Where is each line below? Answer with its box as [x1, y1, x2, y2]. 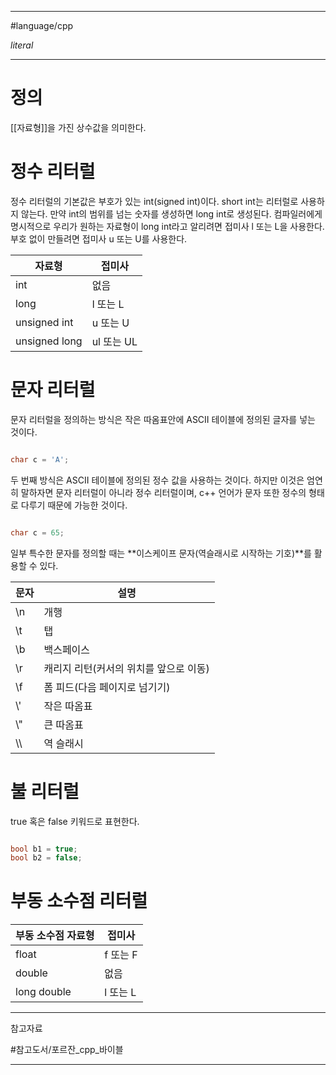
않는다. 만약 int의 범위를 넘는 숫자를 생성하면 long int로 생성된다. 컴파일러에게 [20, 207, 323, 220]
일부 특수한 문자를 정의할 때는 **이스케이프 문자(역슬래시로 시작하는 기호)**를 [10, 547, 312, 559]
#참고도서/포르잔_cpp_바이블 [10, 1044, 124, 1056]
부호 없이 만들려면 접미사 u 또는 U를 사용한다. [10, 232, 188, 245]
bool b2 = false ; [10, 853, 83, 863]
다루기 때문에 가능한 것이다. [20, 499, 128, 511]
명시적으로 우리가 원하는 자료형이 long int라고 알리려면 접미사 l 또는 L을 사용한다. [10, 220, 325, 232]
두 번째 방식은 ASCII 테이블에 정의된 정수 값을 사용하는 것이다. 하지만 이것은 [10, 474, 305, 486]
